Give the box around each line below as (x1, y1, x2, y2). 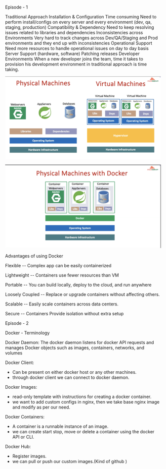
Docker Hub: (5, 443, 31, 449)
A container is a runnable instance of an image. (12, 423, 109, 429)
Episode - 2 (5, 320, 29, 326)
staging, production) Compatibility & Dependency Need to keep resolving (5, 24, 154, 30)
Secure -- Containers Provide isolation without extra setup (5, 310, 124, 316)
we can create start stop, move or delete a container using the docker (12, 428, 155, 434)
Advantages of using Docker (5, 253, 63, 259)
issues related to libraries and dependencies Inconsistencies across (5, 30, 143, 35)
